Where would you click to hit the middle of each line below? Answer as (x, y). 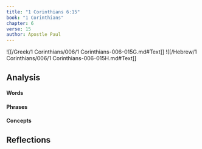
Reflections (29, 140)
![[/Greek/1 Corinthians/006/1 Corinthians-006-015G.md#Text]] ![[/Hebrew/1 (102, 52)
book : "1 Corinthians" (35, 18)
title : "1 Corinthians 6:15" (43, 12)
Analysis (23, 78)
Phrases (17, 106)
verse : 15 (19, 29)
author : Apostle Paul (34, 35)
